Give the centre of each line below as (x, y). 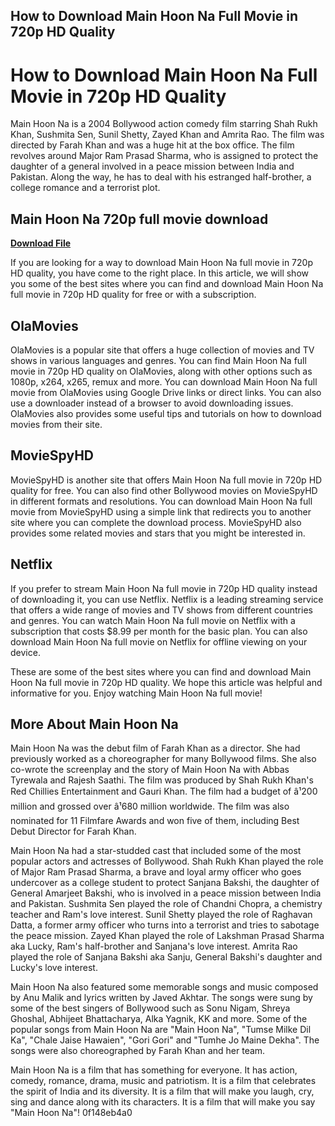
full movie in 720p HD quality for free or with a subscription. (133, 295)
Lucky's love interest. (54, 968)
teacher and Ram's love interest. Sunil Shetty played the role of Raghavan (161, 915)
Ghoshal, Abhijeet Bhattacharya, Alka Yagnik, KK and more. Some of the (159, 1019)
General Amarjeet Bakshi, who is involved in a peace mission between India (166, 893)
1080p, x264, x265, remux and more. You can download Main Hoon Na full (164, 381)
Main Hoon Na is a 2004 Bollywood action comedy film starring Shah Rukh (164, 124)
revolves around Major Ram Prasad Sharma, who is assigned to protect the (164, 156)
